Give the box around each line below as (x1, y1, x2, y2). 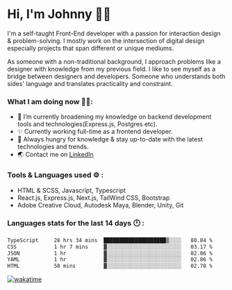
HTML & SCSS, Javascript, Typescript (17, 186, 126, 194)
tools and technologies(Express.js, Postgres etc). (17, 120, 158, 128)
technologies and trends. (17, 142, 89, 151)
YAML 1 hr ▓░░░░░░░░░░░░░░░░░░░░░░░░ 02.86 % (7, 256, 213, 263)
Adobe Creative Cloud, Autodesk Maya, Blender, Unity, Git (17, 201, 184, 209)
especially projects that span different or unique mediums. (7, 44, 174, 52)
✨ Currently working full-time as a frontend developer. (17, 128, 173, 136)
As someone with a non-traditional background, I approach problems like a (7, 57, 221, 65)
